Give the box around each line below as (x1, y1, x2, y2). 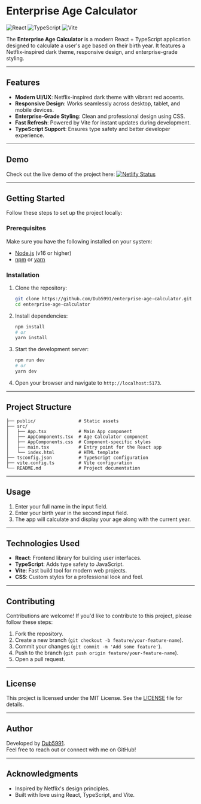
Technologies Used (6, 538, 80, 549)
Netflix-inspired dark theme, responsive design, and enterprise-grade (6, 48, 178, 55)
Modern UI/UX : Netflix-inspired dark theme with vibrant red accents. (14, 93, 185, 100)
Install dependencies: (14, 312, 68, 319)
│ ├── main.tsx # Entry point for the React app (6, 444, 162, 450)
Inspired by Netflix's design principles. (14, 785, 109, 792)
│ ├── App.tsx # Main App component (6, 428, 133, 434)
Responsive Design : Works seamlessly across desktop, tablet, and (14, 100, 181, 107)
